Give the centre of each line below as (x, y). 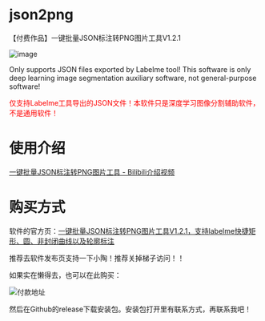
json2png (42, 15)
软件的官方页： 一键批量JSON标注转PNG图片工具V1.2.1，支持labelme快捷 (129, 231)
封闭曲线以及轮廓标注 (79, 241)
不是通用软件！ (34, 113)
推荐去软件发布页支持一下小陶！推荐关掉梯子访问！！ (97, 258)
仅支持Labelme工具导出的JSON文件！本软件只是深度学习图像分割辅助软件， (135, 102)
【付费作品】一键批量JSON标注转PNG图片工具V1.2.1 (95, 38)
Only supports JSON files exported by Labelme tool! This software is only (130, 69)
